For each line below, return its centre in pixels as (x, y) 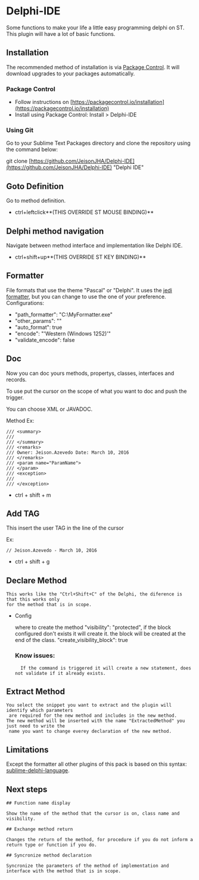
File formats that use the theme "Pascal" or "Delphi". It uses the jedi (89, 290)
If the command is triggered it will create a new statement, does (106, 668)
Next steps (27, 789)
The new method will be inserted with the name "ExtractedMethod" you (96, 721)
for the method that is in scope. (49, 605)
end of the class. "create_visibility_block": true (71, 640)
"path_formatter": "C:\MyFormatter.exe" (64, 314)
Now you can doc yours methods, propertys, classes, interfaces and (90, 373)
